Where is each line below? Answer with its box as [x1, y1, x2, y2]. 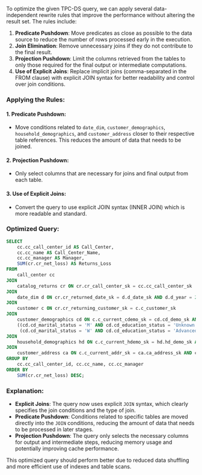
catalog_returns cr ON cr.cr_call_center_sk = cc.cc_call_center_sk [17, 283, 192, 289]
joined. [14, 143, 32, 150]
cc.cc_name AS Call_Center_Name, [17, 249, 101, 256]
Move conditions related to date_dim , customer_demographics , [14, 124, 165, 131]
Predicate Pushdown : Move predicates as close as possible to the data [14, 29, 192, 37]
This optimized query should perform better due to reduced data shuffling [6, 456, 189, 464]
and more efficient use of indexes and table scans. [6, 463, 132, 470]
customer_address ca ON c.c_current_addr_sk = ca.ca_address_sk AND [17, 350, 192, 356]
